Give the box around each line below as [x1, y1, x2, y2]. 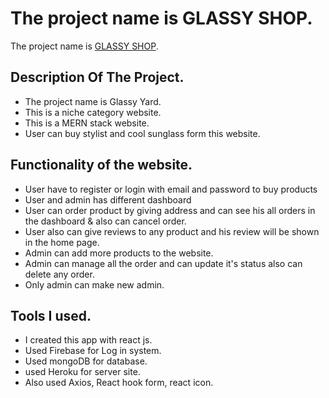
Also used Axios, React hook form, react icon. [24, 377, 214, 389]
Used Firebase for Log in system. [24, 345, 162, 357]
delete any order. [24, 268, 95, 280]
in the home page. [24, 236, 100, 248]
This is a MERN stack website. [24, 117, 150, 129]
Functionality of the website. [10, 157, 193, 174]
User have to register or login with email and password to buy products [24, 183, 318, 195]
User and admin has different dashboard [24, 193, 192, 206]
